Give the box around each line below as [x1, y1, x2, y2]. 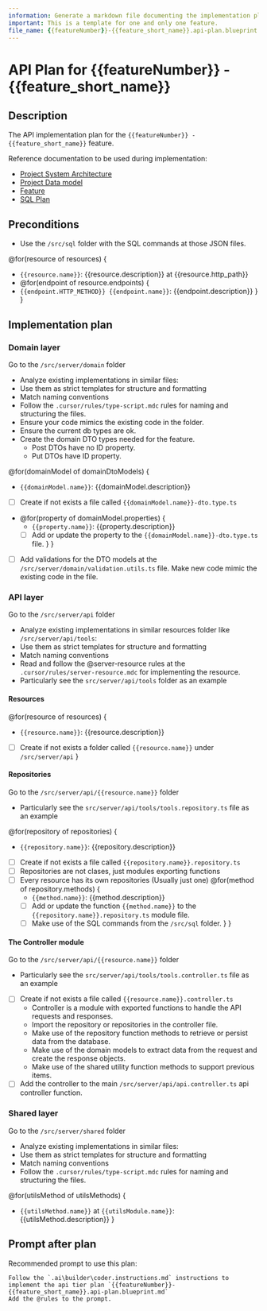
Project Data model [19, 178, 83, 188]
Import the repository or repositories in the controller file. [31, 1020, 219, 1030]
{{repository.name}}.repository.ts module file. [31, 911, 190, 920]
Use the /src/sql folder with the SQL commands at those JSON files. [19, 239, 246, 249]
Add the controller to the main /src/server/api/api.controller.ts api [19, 1079, 249, 1089]
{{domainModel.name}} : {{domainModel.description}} [19, 481, 191, 491]
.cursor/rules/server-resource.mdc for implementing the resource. [19, 667, 241, 677]
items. [31, 1070, 52, 1081]
